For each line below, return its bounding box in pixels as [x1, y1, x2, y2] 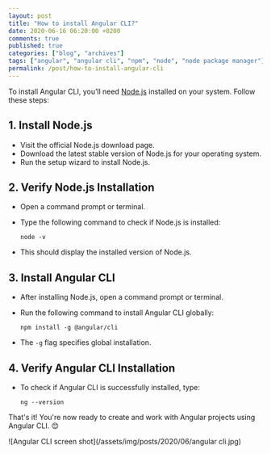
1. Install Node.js [8, 119, 93, 132]
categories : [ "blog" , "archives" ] [8, 49, 125, 57]
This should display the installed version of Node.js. [19, 247, 192, 257]
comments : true [8, 34, 60, 43]
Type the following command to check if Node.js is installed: [19, 217, 221, 227]
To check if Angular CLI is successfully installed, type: [19, 383, 200, 392]
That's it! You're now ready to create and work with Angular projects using [8, 413, 256, 422]
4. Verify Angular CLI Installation [8, 361, 176, 375]
